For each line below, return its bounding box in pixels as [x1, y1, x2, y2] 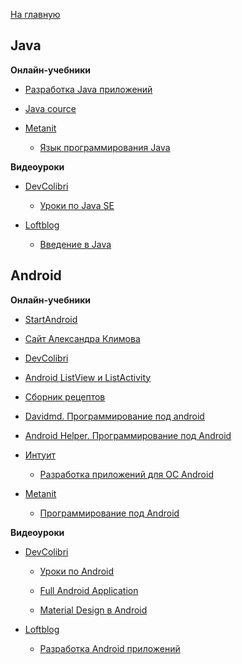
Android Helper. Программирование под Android [24, 429, 232, 441]
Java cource [24, 102, 77, 114]
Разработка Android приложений [39, 642, 181, 654]
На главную [10, 9, 61, 20]
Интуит [24, 449, 56, 461]
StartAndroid [24, 313, 78, 325]
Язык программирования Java [39, 141, 171, 153]
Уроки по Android [39, 565, 115, 577]
